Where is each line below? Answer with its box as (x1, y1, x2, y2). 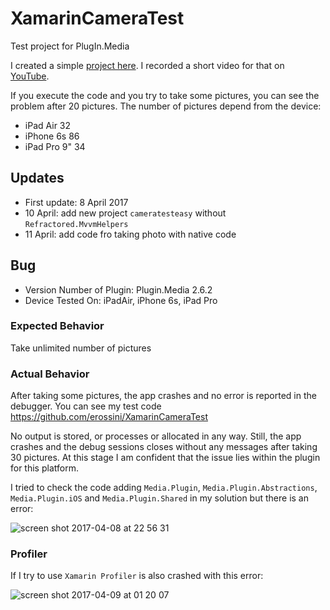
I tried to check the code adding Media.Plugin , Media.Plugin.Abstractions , (10, 482, 318, 494)
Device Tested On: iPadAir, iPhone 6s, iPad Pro (24, 294, 218, 306)
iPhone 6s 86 (24, 130, 80, 142)
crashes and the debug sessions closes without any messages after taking (10, 441, 318, 453)
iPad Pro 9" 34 (24, 140, 86, 152)
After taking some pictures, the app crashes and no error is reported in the (10, 390, 317, 402)
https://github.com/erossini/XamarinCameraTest (10, 411, 208, 423)
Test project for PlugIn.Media (10, 40, 130, 52)
